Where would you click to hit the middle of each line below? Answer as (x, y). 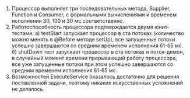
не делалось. (28, 89)
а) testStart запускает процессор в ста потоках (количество (110, 33)
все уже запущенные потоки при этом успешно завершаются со (92, 64)
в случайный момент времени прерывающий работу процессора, (94, 58)
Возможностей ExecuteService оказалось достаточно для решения (95, 76)
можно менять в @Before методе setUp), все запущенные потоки (93, 39)
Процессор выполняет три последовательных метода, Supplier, (91, 8)
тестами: (22, 33)
